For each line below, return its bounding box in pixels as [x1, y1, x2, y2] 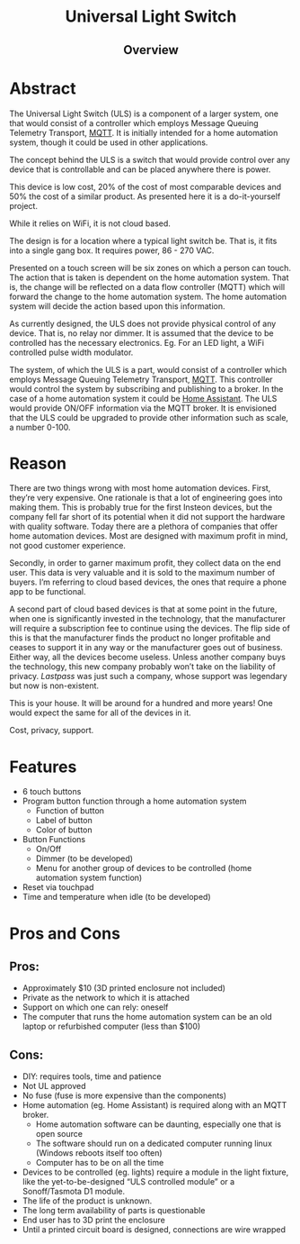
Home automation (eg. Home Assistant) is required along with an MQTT [22, 1100, 287, 1111]
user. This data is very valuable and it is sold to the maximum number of [9, 568, 276, 578]
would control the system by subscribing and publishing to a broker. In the [9, 383, 284, 394]
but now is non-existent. [9, 680, 100, 691]
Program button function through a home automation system [22, 795, 247, 807]
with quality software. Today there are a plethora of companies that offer [9, 521, 278, 532]
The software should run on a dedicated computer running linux [35, 1138, 272, 1149]
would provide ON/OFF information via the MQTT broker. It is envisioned [9, 403, 277, 413]
